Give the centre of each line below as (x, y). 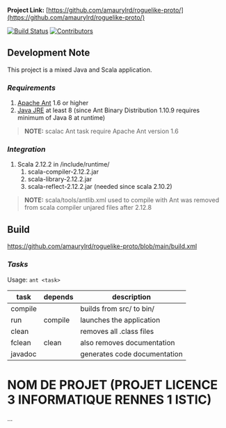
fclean (21, 342)
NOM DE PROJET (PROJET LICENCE (113, 384)
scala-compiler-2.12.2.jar (63, 172)
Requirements (31, 88)
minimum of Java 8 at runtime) (61, 118)
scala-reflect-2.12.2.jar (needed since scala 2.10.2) (100, 187)
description (132, 297)
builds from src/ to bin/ (117, 308)
